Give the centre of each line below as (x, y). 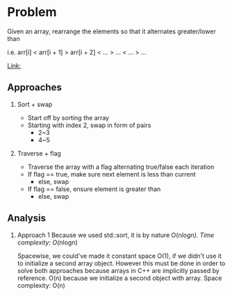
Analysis (27, 219)
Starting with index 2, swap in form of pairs (89, 125)
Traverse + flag (39, 153)
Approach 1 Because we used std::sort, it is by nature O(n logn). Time (116, 235)
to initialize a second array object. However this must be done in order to (121, 263)
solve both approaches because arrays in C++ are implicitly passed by (118, 270)
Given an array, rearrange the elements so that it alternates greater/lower (112, 31)
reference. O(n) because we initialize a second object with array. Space (119, 278)
